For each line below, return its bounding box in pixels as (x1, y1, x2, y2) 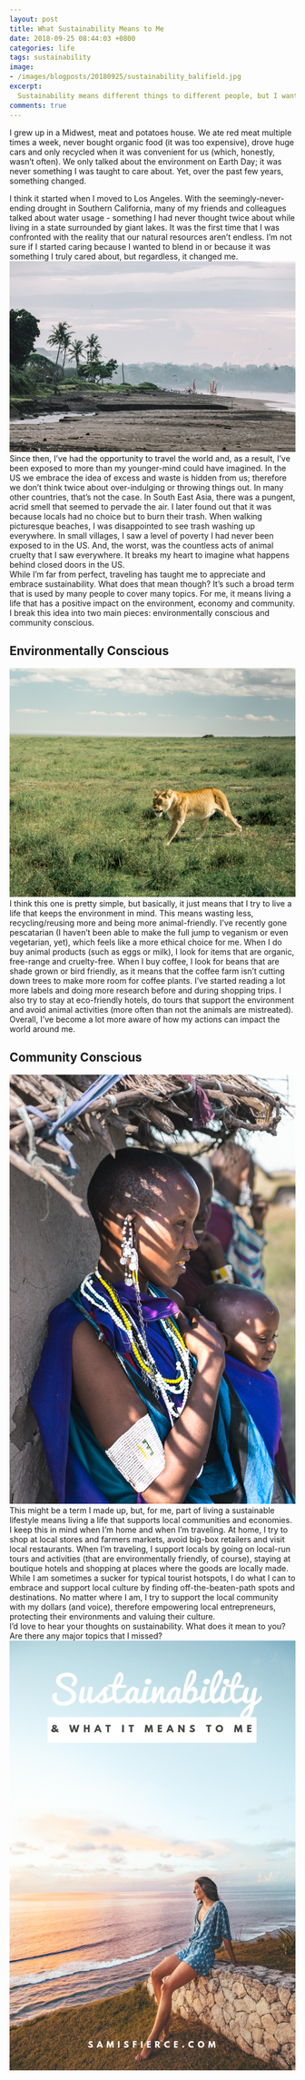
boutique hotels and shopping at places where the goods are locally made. (9, 1563, 289, 1574)
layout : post (9, 15, 59, 24)
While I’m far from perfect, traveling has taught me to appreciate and (9, 569, 266, 579)
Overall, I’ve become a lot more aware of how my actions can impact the (9, 1014, 280, 1025)
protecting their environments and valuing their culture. (9, 1611, 216, 1622)
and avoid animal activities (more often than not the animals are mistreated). (9, 1004, 294, 1015)
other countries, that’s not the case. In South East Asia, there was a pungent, (9, 491, 296, 502)
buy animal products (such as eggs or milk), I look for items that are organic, (9, 946, 295, 957)
